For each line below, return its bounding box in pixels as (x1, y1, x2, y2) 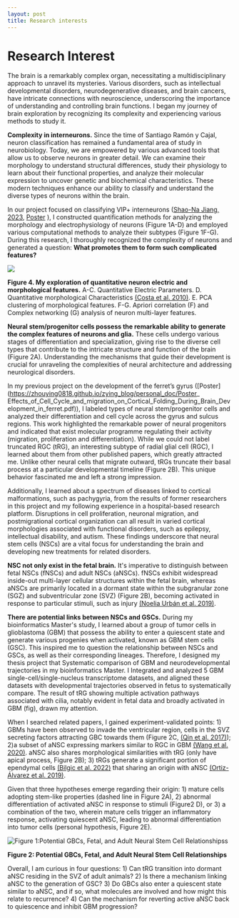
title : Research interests (7, 17, 88, 24)
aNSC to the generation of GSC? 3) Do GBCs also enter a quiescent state (7, 879, 222, 888)
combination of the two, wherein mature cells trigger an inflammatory (7, 808, 211, 817)
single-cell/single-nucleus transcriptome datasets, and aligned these (7, 674, 210, 682)
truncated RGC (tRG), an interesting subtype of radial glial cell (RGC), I (7, 442, 214, 451)
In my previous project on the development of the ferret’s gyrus (7, 381, 193, 390)
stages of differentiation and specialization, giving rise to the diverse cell (7, 337, 221, 346)
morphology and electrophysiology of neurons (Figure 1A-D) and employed (7, 221, 228, 229)
